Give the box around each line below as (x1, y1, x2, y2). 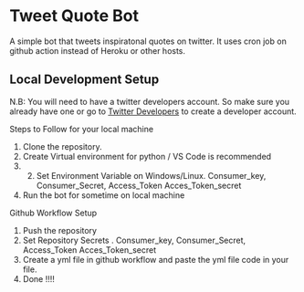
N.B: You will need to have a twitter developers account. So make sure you (9, 96, 290, 107)
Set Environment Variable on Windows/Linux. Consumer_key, (36, 170, 267, 181)
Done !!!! (22, 273, 55, 284)
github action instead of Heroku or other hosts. (9, 45, 185, 56)
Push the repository (22, 224, 98, 235)
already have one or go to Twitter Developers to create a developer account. (9, 106, 297, 117)
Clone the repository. (22, 141, 102, 151)
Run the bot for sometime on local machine (22, 189, 185, 201)
